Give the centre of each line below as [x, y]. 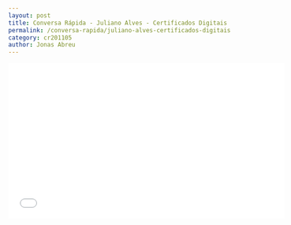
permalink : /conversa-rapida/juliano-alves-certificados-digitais [119, 30]
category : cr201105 [40, 37]
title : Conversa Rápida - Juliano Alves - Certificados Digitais [118, 23]
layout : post [30, 15]
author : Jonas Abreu [42, 45]
